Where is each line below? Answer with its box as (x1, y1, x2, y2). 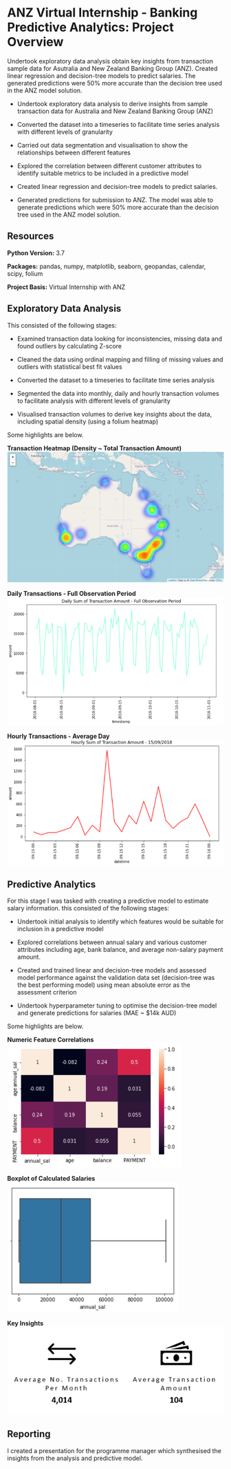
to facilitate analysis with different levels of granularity (16, 397, 170, 405)
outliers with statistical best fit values (16, 362, 122, 370)
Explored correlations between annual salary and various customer (16, 938, 208, 946)
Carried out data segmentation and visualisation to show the (16, 141, 188, 149)
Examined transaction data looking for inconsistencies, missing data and (16, 334, 222, 343)
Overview (7, 34, 64, 50)
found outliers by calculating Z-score (16, 341, 122, 350)
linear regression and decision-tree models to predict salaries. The (7, 71, 196, 80)
